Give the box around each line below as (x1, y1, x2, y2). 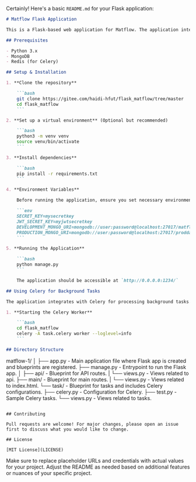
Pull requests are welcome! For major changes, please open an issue (6, 421, 179, 427)
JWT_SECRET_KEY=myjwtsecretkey (16, 219, 93, 225)
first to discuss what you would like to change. (6, 426, 129, 432)
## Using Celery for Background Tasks (6, 288, 100, 294)
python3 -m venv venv (16, 133, 69, 139)
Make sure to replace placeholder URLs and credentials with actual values (6, 457, 184, 464)
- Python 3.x (6, 48, 38, 54)
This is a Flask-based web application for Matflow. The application (6, 26, 179, 33)
